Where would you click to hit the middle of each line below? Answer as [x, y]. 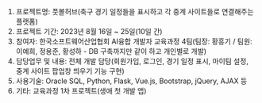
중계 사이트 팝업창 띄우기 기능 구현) [70, 71]
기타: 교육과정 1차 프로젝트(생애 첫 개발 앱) [81, 91]
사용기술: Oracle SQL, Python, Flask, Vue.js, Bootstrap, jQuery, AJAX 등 [131, 81]
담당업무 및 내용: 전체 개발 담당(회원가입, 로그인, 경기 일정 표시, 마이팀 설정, [132, 61]
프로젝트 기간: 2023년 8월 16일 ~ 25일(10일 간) [89, 31]
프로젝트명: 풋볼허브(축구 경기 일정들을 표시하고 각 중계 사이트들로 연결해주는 [135, 11]
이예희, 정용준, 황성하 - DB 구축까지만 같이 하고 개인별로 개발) [111, 51]
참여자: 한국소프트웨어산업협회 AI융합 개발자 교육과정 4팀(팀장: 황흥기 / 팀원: [134, 41]
